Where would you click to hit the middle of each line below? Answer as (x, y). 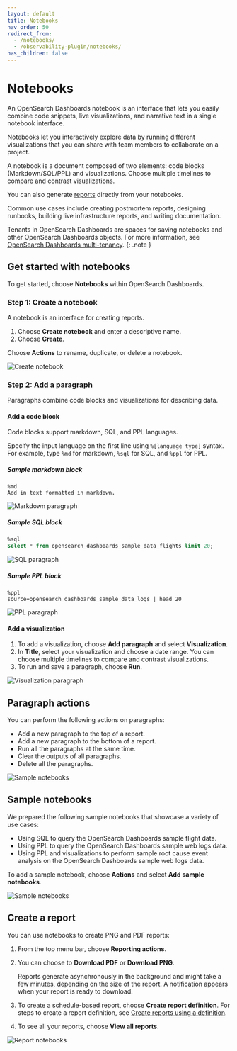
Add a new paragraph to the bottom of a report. (87, 741)
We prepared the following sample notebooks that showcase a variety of (113, 816)
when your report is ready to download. (75, 991)
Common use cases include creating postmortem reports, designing (107, 208)
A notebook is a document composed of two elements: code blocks (106, 165)
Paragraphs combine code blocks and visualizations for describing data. (113, 400)
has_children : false (38, 54)
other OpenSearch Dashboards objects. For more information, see (104, 237)
